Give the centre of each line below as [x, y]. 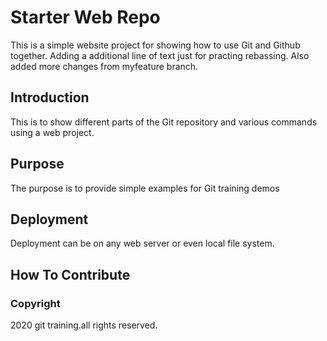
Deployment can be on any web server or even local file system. [142, 243]
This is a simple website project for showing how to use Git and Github [155, 45]
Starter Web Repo [85, 17]
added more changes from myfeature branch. [104, 66]
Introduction [50, 97]
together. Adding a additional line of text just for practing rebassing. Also [160, 55]
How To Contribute [70, 274]
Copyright [35, 303]
